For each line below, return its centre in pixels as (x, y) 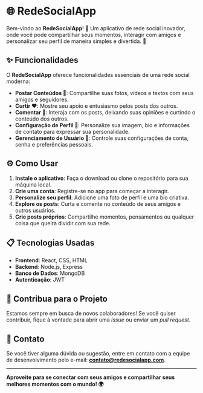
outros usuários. (35, 210)
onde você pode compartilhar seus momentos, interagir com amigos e (94, 35)
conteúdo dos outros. (42, 119)
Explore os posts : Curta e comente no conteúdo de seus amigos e (98, 203)
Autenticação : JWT (40, 280)
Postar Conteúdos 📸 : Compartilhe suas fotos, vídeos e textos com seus (104, 93)
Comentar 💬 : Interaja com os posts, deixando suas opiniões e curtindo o (105, 112)
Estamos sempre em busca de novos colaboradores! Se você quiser (91, 314)
